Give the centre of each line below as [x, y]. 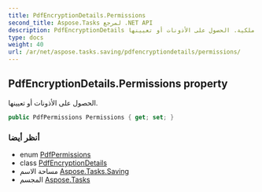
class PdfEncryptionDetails [63, 163]
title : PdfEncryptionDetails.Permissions [77, 15]
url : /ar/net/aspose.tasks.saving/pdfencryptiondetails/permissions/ [125, 52]
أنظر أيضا [24, 137]
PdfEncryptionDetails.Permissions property [118, 84]
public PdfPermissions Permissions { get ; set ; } [91, 117]
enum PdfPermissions [55, 154]
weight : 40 [26, 45]
